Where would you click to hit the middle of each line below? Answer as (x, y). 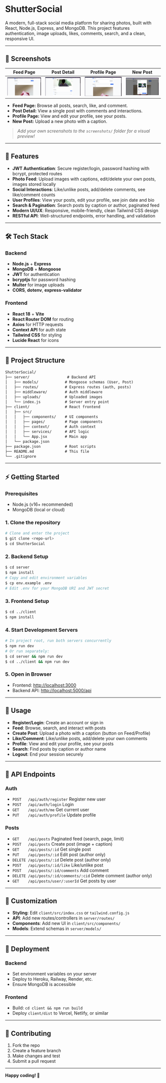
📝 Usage (18, 711)
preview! (26, 136)
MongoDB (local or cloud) (39, 510)
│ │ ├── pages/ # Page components (54, 422)
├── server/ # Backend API (51, 378)
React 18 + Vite (28, 314)
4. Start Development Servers (41, 630)
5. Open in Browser (28, 674)
